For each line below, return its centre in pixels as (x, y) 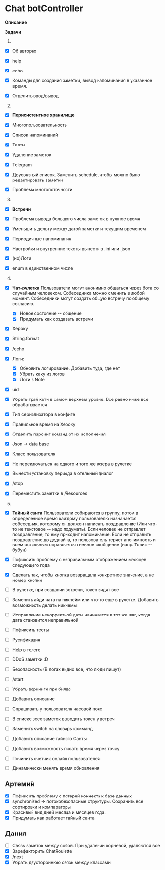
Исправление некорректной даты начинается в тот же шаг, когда (81, 615)
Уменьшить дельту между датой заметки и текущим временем (79, 229)
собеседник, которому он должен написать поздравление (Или (80, 524)
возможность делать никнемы (45, 605)
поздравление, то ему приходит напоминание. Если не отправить (82, 534)
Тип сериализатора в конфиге (44, 414)
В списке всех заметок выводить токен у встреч (63, 719)
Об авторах (24, 51)
